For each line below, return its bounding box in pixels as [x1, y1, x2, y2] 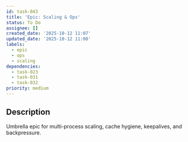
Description [6, 107, 50, 117]
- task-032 [11, 80, 38, 86]
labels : [6, 42, 25, 48]
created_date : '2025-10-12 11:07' [6, 31, 92, 37]
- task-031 [11, 74, 38, 80]
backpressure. [6, 129, 41, 136]
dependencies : [6, 63, 41, 70]
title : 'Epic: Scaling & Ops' [6, 14, 81, 20]
